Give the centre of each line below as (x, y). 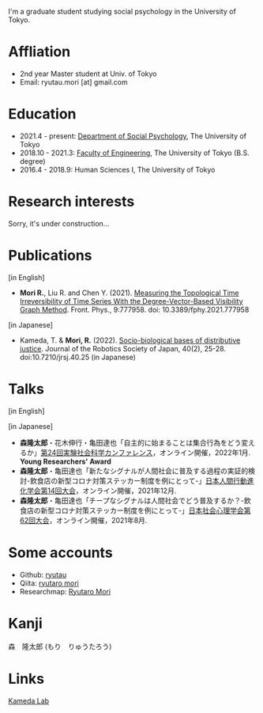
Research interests (71, 202)
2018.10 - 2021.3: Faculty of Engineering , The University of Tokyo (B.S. (135, 153)
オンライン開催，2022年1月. (205, 452)
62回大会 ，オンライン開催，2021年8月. (83, 520)
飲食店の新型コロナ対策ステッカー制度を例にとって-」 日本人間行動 (139, 480)
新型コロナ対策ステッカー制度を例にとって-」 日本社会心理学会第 (146, 510)
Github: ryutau (43, 575)
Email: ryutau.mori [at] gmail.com (73, 82)
